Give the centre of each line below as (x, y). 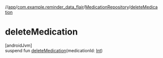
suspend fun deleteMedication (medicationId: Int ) (54, 50)
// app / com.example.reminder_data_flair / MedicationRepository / (68, 7)
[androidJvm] (19, 45)
